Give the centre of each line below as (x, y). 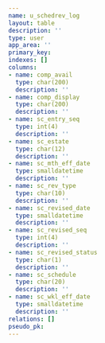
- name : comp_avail (41, 75)
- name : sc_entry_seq (44, 119)
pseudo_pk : (26, 326)
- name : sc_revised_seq (48, 230)
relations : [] (32, 319)
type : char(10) (41, 193)
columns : (23, 68)
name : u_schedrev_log (44, 16)
